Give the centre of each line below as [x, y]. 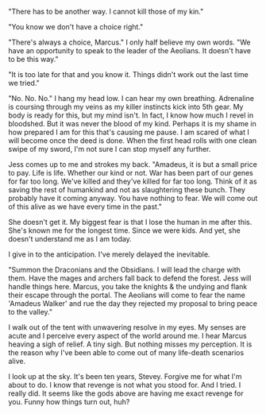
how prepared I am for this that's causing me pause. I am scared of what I [129, 132]
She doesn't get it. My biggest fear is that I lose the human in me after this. [130, 222]
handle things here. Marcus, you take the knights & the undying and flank [128, 286]
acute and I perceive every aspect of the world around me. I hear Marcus [128, 336]
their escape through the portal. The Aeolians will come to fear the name [127, 295]
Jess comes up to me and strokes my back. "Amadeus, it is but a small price [133, 164]
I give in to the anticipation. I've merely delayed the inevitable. [109, 254]
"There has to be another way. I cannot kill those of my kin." [106, 12]
